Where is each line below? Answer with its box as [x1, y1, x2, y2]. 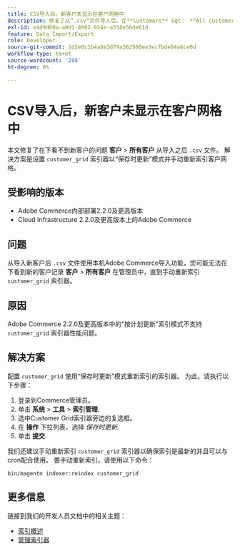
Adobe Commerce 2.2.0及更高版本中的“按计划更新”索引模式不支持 [7, 320, 202, 328]
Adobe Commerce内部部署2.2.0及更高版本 [17, 206, 144, 215]
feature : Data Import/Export [7, 30, 94, 38]
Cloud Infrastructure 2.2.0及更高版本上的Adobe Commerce [17, 216, 191, 224]
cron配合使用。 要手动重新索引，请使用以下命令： [7, 455, 154, 464]
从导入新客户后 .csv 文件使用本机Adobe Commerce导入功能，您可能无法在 [7, 258, 228, 268]
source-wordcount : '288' [7, 57, 81, 64]
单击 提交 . [17, 431, 47, 440]
